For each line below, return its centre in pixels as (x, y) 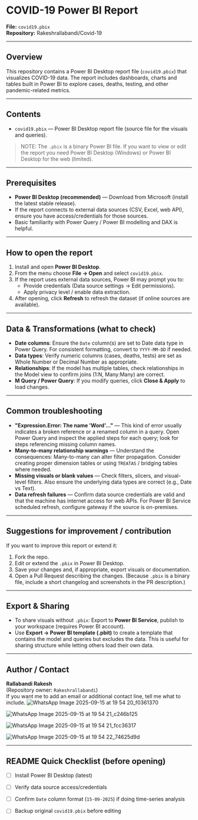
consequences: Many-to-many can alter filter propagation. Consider (98, 456)
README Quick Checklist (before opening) (86, 761)
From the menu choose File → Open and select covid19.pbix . (89, 273)
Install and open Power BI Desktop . (58, 267)
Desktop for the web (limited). (57, 159)
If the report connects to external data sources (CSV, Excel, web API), (99, 210)
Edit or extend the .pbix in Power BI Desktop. (70, 563)
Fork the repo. (32, 557)
